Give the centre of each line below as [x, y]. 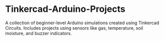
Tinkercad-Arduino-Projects [65, 9]
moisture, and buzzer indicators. [38, 33]
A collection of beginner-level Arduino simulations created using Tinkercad [82, 23]
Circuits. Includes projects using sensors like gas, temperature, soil [74, 28]
